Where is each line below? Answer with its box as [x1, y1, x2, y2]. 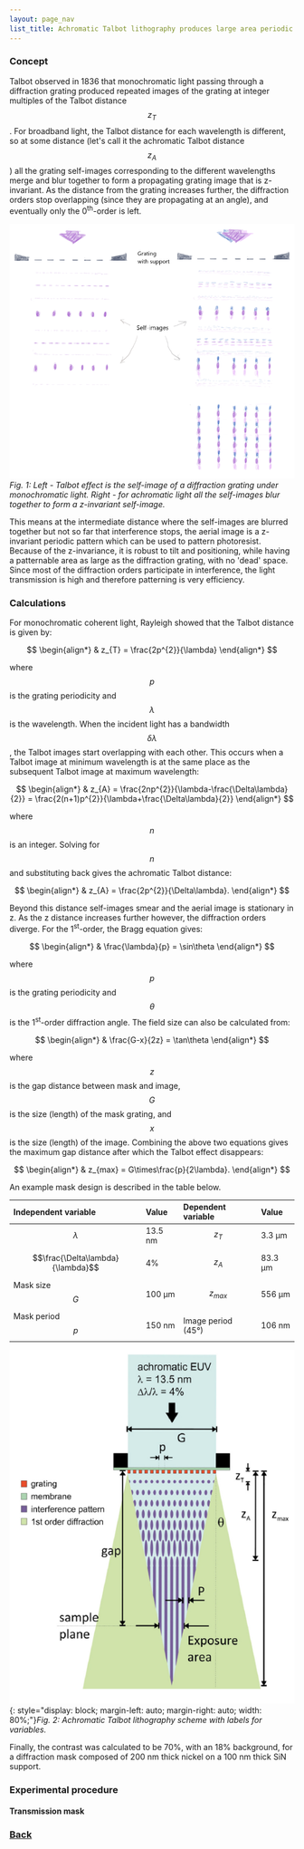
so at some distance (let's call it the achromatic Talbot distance [9, 135, 245, 146]
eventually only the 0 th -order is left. [9, 204, 142, 217]
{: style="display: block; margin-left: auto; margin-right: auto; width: [9, 1704, 262, 1716]
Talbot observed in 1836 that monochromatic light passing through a [9, 75, 264, 86]
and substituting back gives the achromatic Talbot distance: [9, 868, 233, 879]
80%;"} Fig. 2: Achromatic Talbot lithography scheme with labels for [9, 1714, 262, 1725]
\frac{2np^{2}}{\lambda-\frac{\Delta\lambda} [119, 784, 289, 794]
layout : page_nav [9, 14, 75, 24]
